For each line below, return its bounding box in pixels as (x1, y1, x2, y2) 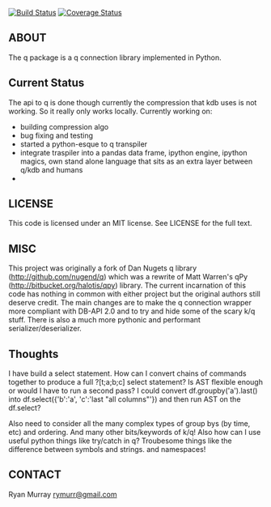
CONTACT (8, 468, 62, 482)
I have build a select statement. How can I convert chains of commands (8, 369, 247, 378)
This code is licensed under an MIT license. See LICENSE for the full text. (8, 219, 252, 228)
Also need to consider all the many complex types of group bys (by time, (8, 419, 251, 428)
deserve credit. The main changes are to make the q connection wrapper (8, 298, 252, 308)
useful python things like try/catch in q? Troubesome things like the (8, 436, 232, 445)
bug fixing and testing (19, 130, 94, 140)
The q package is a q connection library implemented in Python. (8, 53, 222, 62)
